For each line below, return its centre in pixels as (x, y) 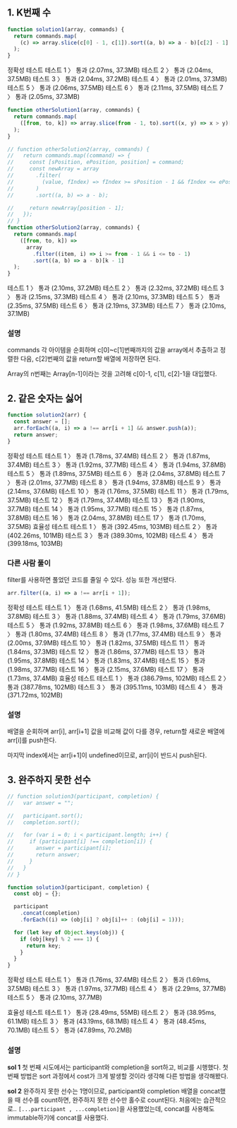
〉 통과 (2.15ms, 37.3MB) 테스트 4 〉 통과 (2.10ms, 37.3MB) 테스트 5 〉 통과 (114, 297)
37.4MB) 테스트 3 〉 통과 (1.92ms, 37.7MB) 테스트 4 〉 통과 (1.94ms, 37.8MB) (117, 465)
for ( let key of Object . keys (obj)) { (69, 932)
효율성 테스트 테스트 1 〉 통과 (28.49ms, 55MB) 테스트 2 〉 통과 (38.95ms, (112, 1013)
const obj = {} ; (37, 894)
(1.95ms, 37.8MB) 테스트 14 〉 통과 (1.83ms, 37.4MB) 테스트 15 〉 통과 (107, 661)
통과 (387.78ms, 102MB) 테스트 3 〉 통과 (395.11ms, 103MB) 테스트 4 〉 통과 (115, 687)
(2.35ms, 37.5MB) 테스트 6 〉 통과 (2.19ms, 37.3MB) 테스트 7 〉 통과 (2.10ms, (117, 306)
